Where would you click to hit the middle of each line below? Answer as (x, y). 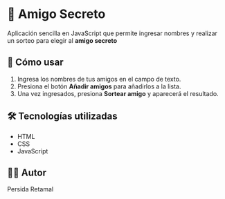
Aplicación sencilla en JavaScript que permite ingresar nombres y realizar (112, 33)
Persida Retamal (30, 189)
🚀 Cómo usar (35, 63)
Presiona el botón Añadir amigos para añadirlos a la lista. (99, 86)
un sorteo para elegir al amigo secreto (62, 40)
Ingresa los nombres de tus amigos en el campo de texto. (99, 79)
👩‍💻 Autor (27, 172)
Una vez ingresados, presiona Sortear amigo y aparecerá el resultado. (118, 93)
